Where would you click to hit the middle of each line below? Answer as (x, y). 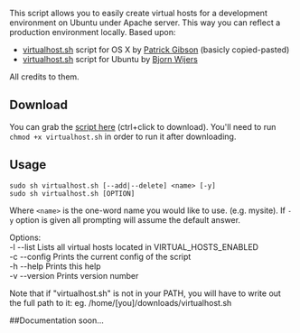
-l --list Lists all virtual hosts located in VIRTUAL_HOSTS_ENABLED (134, 246)
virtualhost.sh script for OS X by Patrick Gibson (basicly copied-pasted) (156, 50)
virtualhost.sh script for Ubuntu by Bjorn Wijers (110, 59)
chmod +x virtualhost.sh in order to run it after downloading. (123, 136)
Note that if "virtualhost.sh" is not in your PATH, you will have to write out (145, 293)
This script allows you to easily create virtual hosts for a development (139, 13)
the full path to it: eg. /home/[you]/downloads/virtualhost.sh (121, 302)
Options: (25, 237)
